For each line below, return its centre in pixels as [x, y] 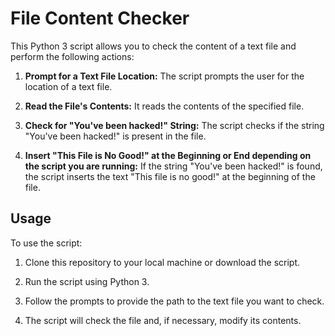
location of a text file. [68, 86]
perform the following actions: [72, 56]
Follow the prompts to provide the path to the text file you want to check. [174, 301]
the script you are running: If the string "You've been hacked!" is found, [173, 166]
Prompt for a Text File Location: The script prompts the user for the [164, 76]
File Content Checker [100, 18]
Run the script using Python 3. [87, 281]
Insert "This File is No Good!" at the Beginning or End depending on [168, 155]
